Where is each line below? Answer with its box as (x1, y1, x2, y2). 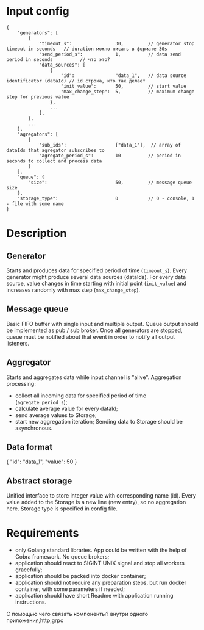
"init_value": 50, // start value (60, 83, 187, 89)
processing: (6, 380, 37, 387)
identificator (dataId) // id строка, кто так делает (6, 78, 146, 84)
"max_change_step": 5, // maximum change (60, 89, 195, 95)
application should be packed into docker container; (15, 573, 146, 580)
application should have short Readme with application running (15, 592, 174, 599)
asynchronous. (15, 424, 53, 432)
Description (6, 226, 67, 241)
